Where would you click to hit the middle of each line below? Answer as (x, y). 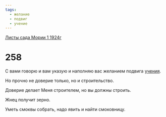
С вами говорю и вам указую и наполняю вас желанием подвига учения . (83, 71)
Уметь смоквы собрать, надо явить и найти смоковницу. (65, 110)
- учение (19, 23)
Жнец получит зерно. (28, 100)
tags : (11, 10)
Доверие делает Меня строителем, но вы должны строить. (68, 90)
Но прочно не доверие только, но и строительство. (59, 81)
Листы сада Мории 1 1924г (33, 38)
